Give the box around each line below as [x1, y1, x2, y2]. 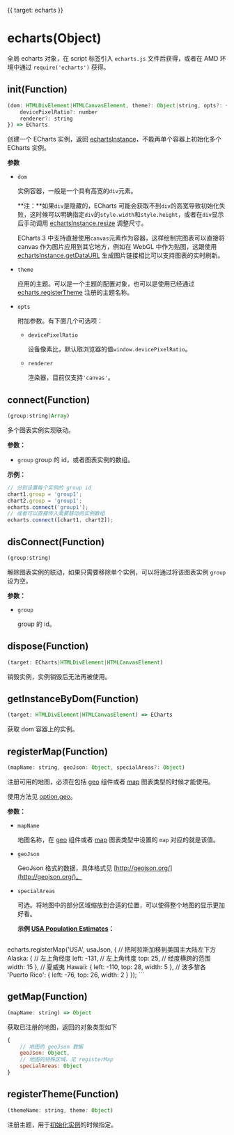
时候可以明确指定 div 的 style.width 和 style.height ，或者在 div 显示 [36, 211, 224, 219]
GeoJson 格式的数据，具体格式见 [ [17, 864, 116, 872]
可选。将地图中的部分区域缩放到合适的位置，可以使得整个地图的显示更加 [17, 901, 225, 909]
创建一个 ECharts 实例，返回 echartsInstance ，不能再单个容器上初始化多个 [7, 135, 221, 144]
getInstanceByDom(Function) [7, 693, 139, 705]
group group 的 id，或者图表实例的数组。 [17, 455, 134, 464]
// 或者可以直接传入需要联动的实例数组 [7, 510, 105, 517]
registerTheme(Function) [7, 1088, 119, 1100]
